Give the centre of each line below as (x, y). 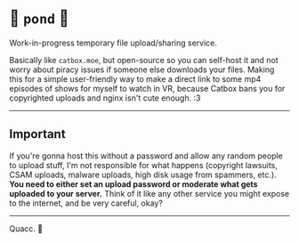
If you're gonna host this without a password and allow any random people (146, 156)
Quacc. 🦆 (26, 228)
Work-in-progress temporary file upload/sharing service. (113, 43)
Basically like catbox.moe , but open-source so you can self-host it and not (144, 60)
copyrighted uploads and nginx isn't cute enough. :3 (105, 98)
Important (37, 134)
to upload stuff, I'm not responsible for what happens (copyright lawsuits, (144, 165)
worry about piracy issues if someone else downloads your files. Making (142, 69)
